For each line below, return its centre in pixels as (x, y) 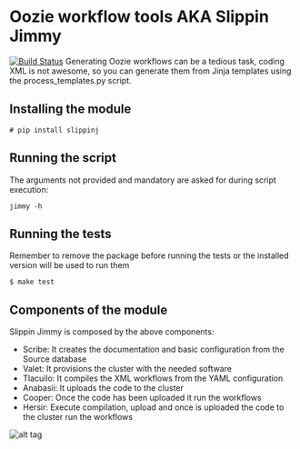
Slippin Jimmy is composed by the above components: (112, 332)
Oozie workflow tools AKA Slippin (140, 17)
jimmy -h (26, 206)
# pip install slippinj (55, 130)
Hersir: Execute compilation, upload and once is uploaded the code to (153, 407)
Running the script (63, 158)
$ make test (32, 282)
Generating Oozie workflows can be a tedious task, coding (175, 61)
